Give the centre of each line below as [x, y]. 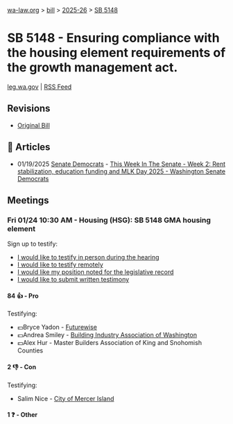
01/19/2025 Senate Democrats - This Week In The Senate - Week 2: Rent [121, 164]
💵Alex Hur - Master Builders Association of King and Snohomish [110, 343]
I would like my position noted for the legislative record [95, 272]
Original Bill [34, 125]
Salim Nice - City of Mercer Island [66, 398]
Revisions [29, 109]
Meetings [28, 200]
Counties [30, 350]
